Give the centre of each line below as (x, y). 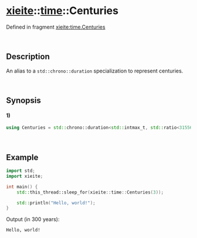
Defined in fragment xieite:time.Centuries (56, 27)
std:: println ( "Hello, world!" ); (56, 203)
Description (28, 57)
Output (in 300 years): (33, 219)
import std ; (21, 171)
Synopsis (23, 101)
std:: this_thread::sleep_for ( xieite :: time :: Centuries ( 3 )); (90, 192)
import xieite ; (25, 176)
